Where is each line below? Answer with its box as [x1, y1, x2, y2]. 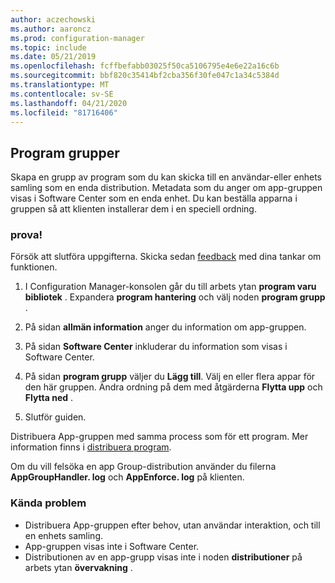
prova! [10, 228, 43, 242]
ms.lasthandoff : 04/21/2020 [10, 98, 128, 108]
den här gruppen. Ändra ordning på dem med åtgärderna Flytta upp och [24, 381, 323, 393]
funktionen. [10, 261, 58, 273]
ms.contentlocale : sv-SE [10, 89, 114, 99]
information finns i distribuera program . [10, 441, 172, 453]
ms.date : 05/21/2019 [10, 52, 97, 62]
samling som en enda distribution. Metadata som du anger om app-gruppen [10, 182, 323, 194]
